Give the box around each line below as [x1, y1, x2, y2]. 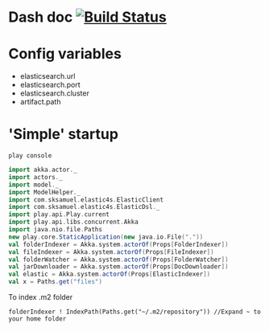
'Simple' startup [8, 125, 119, 144]
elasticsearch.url [19, 72, 76, 81]
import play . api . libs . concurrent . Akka [8, 218, 139, 227]
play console [8, 152, 52, 160]
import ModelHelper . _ [8, 188, 81, 196]
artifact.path [19, 97, 61, 107]
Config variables [8, 45, 122, 63]
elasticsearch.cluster [19, 88, 90, 98]
